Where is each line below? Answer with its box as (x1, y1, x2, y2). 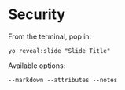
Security (8, 6, 65, 24)
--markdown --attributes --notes (8, 76, 118, 84)
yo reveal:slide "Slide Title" (8, 47, 111, 54)
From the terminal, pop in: (8, 32, 92, 41)
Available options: (8, 61, 66, 70)
